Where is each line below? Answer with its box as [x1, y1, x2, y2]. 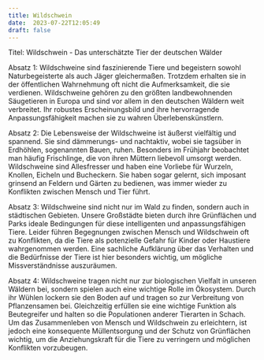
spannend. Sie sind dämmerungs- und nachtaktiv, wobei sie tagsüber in [8, 137, 242, 147]
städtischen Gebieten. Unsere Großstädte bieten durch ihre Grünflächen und [8, 210, 257, 221]
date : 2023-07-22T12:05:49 [8, 19, 101, 27]
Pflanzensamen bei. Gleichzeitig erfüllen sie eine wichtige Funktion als [8, 301, 236, 311]
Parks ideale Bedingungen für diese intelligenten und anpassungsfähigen [8, 219, 246, 228]
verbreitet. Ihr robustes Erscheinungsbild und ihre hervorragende [8, 105, 220, 114]
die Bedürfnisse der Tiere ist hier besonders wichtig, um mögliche [8, 253, 223, 262]
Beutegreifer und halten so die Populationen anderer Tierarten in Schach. [8, 310, 246, 319]
